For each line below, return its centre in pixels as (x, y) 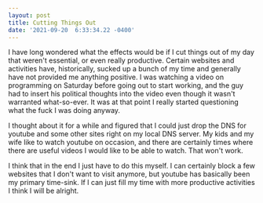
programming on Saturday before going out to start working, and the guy (126, 85)
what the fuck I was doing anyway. (64, 111)
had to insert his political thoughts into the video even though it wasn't (122, 94)
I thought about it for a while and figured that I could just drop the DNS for (128, 125)
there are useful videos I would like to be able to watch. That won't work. (126, 150)
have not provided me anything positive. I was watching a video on (116, 77)
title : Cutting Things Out (52, 23)
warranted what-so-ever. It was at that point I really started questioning (124, 102)
